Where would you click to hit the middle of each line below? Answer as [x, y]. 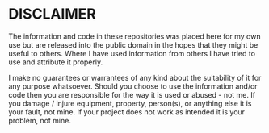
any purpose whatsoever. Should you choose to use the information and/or [133, 86]
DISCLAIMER [53, 14]
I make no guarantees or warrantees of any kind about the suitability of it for [135, 77]
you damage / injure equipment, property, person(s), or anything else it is [130, 103]
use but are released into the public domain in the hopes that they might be [133, 44]
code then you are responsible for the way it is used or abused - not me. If [132, 94]
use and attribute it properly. [56, 62]
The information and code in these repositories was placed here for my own [134, 36]
